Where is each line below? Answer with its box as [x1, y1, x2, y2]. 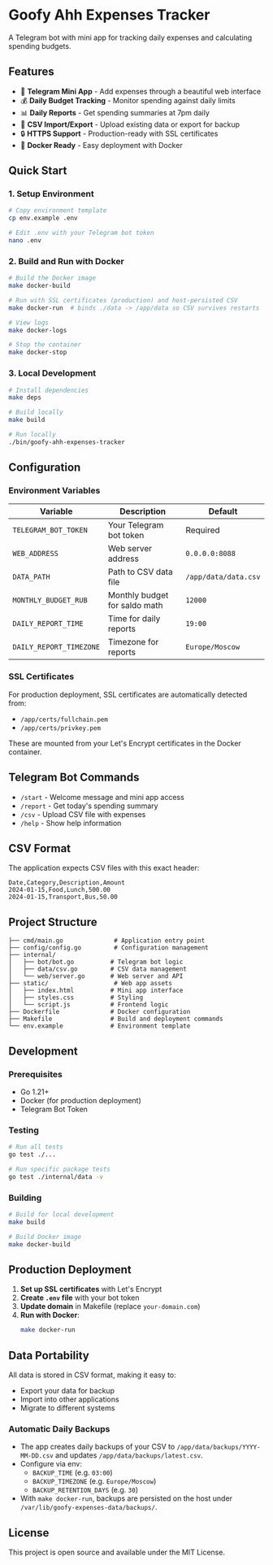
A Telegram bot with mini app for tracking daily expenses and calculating [8, 33, 253, 42]
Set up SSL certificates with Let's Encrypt [19, 1285, 162, 1294]
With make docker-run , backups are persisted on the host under [19, 1493, 233, 1503]
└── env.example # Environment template [8, 1022, 191, 1030]
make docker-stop [8, 348, 67, 357]
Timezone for [107, 637, 159, 648]
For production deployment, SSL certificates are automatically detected [8, 689, 248, 699]
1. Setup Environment [8, 189, 95, 200]
